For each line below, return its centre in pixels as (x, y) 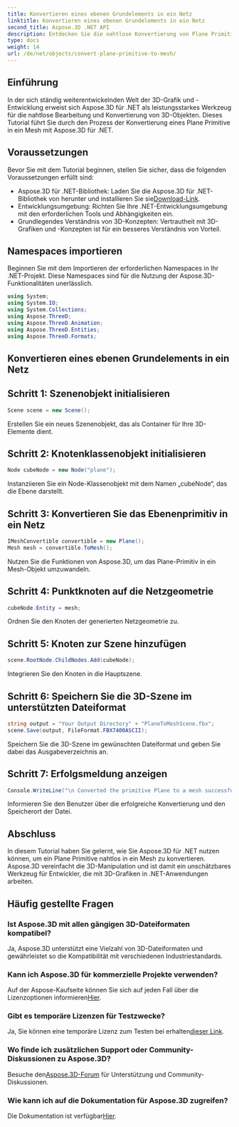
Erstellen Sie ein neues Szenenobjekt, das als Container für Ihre (101, 424)
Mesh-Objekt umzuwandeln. (49, 569)
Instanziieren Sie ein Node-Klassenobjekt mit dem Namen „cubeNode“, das (117, 484)
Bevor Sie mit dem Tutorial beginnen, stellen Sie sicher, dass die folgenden (117, 170)
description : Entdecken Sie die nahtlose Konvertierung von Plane (108, 34)
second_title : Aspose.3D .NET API (59, 27)
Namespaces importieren (65, 251)
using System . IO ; (33, 303)
